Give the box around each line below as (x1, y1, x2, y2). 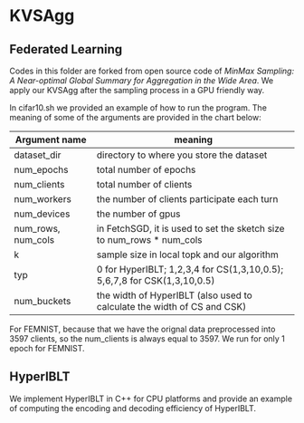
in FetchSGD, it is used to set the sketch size (96, 223, 285, 235)
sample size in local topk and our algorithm (96, 248, 279, 261)
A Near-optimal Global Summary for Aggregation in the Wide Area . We (9, 75, 274, 86)
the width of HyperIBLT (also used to (96, 289, 253, 302)
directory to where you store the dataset (96, 149, 268, 161)
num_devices (14, 207, 71, 220)
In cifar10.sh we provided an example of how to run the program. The (9, 102, 267, 113)
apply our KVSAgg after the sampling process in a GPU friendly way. (9, 85, 265, 95)
